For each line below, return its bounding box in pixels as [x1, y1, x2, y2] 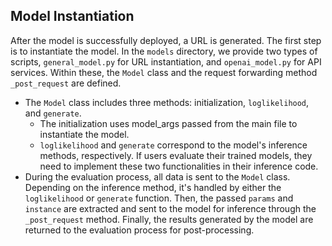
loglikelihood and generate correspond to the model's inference [39, 139, 308, 151]
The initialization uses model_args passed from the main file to [39, 117, 298, 129]
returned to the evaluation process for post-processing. [24, 224, 255, 236]
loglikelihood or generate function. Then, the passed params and [24, 192, 294, 204]
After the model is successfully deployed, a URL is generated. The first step [10, 34, 322, 46]
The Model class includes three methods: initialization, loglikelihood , [24, 96, 310, 108]
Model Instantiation [10, 8, 135, 25]
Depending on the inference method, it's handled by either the [24, 181, 282, 193]
